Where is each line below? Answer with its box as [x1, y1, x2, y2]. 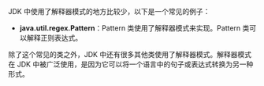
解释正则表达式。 [26, 34, 83, 42]
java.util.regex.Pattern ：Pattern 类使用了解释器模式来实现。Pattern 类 [19, 23, 250, 33]
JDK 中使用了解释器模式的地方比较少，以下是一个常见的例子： [8, 7, 210, 16]
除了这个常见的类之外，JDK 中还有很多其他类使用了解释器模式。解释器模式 [8, 50, 252, 59]
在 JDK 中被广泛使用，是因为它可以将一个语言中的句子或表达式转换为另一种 [8, 59, 254, 69]
